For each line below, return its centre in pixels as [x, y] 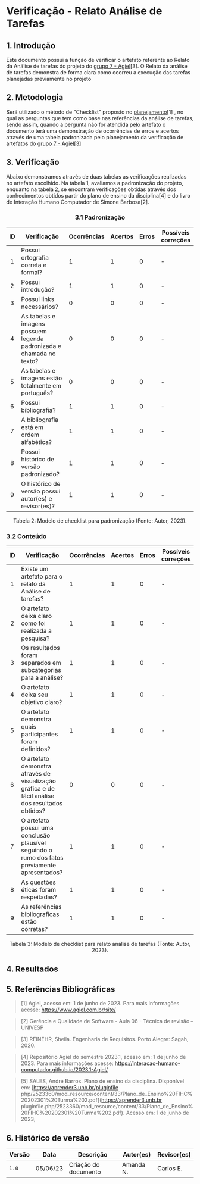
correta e [34, 265]
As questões [39, 882]
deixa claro [37, 616]
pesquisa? [35, 638]
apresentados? [42, 873]
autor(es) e [37, 498]
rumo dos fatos [42, 858]
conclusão [36, 836]
